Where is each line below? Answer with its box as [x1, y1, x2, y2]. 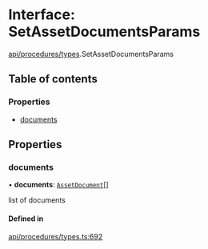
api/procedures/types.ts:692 [8, 231, 103, 241]
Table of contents [8, 72, 98, 86]
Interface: [8, 6, 76, 24]
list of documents [8, 195, 66, 205]
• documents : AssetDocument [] [8, 180, 110, 190]
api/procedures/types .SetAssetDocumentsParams [8, 49, 174, 58]
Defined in [8, 214, 44, 223]
